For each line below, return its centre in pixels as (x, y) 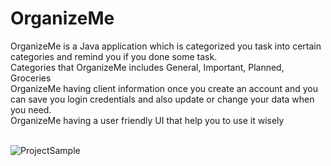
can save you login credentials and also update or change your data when (162, 99)
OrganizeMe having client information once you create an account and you (164, 88)
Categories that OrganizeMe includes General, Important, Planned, (147, 67)
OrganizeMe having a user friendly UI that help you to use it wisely (147, 120)
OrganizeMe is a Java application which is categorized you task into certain (166, 46)
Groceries (31, 78)
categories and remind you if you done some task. (114, 56)
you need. (31, 109)
